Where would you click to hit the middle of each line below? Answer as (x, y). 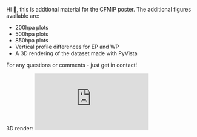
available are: (23, 16)
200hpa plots (32, 28)
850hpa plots (32, 40)
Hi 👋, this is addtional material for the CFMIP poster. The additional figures (99, 9)
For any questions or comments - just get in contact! (72, 65)
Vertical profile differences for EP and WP (67, 47)
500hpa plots (32, 34)
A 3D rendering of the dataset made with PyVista (76, 53)
